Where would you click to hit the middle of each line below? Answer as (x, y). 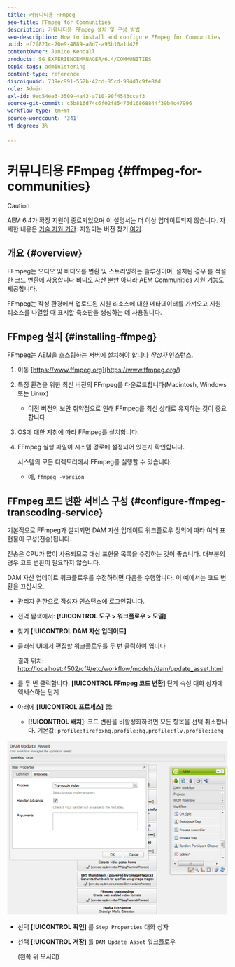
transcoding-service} (55, 512)
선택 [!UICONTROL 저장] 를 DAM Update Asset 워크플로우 (97, 941)
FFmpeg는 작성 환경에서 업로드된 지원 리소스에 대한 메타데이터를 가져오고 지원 (114, 304)
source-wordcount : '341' (43, 119)
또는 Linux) (33, 393)
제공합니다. (22, 289)
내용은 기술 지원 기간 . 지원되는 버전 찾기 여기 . (81, 229)
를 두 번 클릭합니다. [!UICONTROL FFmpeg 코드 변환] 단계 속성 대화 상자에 (120, 683)
